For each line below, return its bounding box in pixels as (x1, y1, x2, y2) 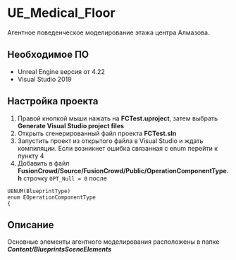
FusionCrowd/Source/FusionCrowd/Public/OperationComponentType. (17, 166, 229, 175)
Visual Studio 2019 (17, 75, 72, 83)
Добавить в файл (17, 159, 70, 167)
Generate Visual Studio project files (17, 121, 125, 130)
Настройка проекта (7, 95, 99, 107)
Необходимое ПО (7, 49, 89, 61)
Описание (7, 218, 54, 230)
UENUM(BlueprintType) (7, 187, 71, 194)
